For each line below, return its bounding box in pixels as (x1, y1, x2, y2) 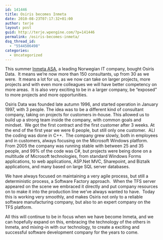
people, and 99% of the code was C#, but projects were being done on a (5, 148, 152, 154)
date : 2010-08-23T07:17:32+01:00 (5, 16, 73, 21)
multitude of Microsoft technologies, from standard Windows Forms (5, 153, 142, 159)
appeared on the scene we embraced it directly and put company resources (5, 184, 158, 190)
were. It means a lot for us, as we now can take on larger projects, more (5, 76, 150, 82)
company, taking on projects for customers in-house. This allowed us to (5, 112, 150, 118)
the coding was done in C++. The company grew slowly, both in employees (5, 132, 158, 138)
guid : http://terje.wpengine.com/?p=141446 (5, 30, 95, 35)
